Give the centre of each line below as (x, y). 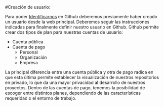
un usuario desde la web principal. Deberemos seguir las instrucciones (77, 22)
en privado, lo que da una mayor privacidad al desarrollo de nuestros (75, 82)
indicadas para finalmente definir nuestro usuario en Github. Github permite (82, 27)
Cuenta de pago (29, 47)
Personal (29, 52)
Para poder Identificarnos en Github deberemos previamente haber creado (81, 16)
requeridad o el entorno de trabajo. (41, 98)
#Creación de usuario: (28, 7)
